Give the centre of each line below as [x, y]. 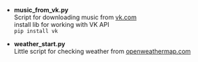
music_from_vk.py [41, 10]
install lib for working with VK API [61, 24]
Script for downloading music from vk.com [75, 17]
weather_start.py [39, 44]
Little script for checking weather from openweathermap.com [102, 51]
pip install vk [36, 31]
